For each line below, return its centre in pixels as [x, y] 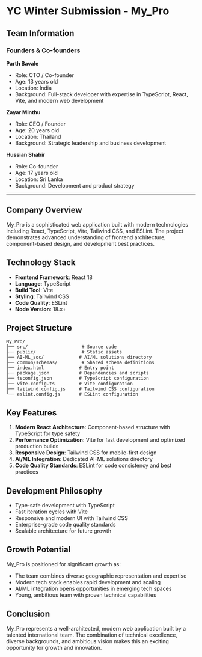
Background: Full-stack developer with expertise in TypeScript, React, [101, 94]
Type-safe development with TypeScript [65, 505]
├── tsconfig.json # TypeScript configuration [78, 379]
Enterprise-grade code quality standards [65, 524]
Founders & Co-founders [43, 50]
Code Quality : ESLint [41, 302]
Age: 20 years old [37, 130]
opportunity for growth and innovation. [54, 647]
